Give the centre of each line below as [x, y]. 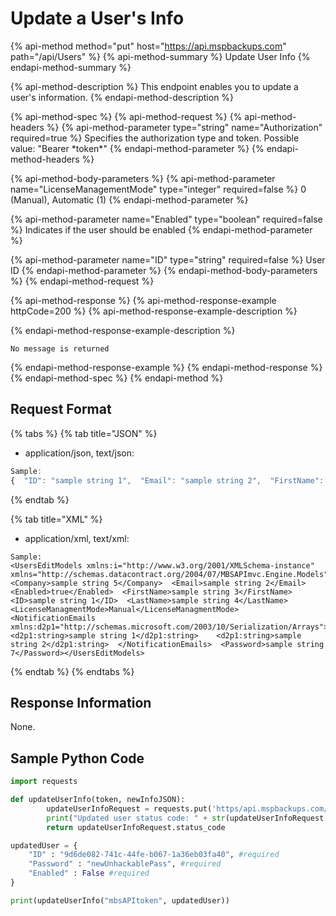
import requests [44, 782]
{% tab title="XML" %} [56, 519]
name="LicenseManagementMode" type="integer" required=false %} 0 [158, 189]
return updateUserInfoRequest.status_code [136, 827]
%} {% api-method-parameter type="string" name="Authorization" [184, 127]
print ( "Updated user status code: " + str [136, 818]
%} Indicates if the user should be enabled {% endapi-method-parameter [161, 229]
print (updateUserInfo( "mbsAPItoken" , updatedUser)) [120, 900]
